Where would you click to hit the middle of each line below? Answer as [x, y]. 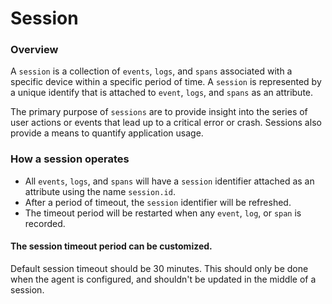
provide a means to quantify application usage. [107, 133]
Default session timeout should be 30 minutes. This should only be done [159, 268]
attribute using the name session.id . [100, 191]
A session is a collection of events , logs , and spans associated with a [151, 71]
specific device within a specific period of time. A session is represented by [166, 82]
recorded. [45, 223]
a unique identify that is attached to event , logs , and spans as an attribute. [162, 93]
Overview [34, 50]
